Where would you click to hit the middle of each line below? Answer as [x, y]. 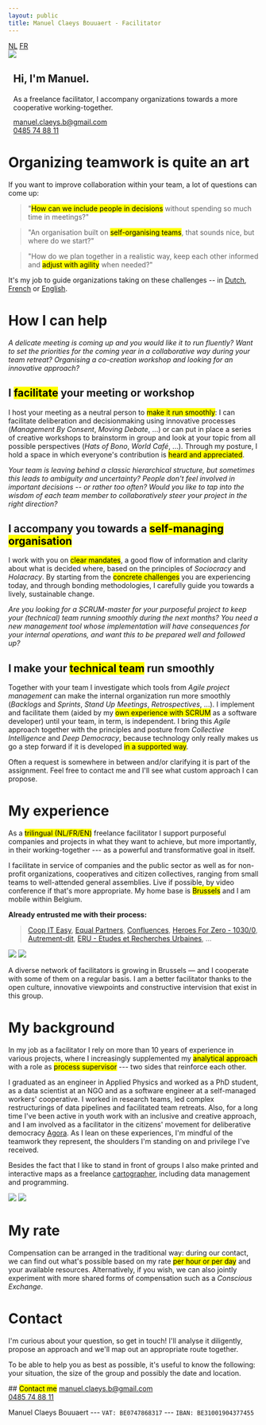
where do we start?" [61, 240]
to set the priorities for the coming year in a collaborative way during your [129, 351]
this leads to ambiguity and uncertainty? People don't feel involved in [122, 478]
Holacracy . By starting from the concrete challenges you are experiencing [129, 577]
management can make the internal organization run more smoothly [120, 696]
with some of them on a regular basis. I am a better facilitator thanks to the [130, 979]
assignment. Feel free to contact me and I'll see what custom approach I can [133, 771]
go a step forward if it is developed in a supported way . [98, 747]
